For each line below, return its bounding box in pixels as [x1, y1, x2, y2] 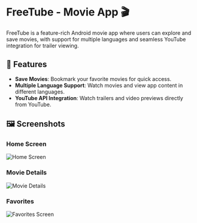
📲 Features [6, 59, 47, 70]
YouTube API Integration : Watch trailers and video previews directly [14, 94, 184, 101]
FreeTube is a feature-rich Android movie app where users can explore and [6, 29, 192, 37]
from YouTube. [14, 101, 52, 108]
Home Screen [6, 140, 47, 148]
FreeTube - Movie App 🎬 [6, 5, 130, 19]
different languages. [14, 88, 65, 95]
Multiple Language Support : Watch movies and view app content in [14, 82, 183, 89]
